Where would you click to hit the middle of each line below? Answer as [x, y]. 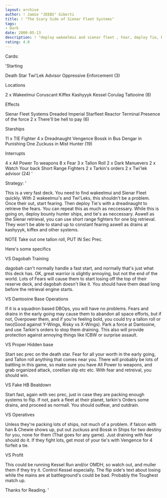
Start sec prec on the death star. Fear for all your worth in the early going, [81, 354]
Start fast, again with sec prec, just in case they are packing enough [75, 394]
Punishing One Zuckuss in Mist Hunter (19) [49, 143]
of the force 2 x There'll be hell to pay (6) [47, 119]
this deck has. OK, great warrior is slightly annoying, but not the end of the [82, 273]
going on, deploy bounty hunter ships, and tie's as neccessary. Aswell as [80, 213]
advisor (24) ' [19, 173]
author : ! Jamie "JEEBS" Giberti [40, 14]
